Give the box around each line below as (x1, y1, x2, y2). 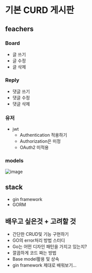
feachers (5, 24, 34, 33)
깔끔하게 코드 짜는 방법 (12, 250, 57, 256)
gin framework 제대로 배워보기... (12, 262, 77, 269)
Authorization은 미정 (19, 138, 61, 144)
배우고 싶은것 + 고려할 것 (5, 217, 76, 225)
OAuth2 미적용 (19, 145, 49, 151)
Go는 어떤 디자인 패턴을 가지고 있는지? (12, 244, 87, 250)
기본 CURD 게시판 (5, 4, 75, 16)
